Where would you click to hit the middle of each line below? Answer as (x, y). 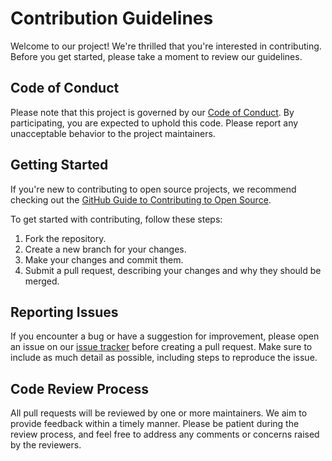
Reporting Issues (64, 312)
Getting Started (59, 165)
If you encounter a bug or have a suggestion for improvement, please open (165, 336)
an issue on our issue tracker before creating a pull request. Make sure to (161, 347)
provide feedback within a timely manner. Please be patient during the (155, 424)
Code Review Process (80, 388)
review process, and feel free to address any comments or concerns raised (165, 434)
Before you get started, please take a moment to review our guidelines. (156, 56)
